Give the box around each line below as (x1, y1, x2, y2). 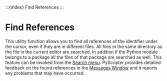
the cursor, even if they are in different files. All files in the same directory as (5, 43, 162, 49)
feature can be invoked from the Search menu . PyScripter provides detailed (5, 59, 161, 65)
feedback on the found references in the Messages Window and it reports (5, 64, 157, 70)
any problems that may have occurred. (5, 70, 85, 76)
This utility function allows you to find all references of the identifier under (5, 38, 157, 44)
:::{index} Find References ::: (5, 4, 64, 10)
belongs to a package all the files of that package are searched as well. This (5, 54, 162, 60)
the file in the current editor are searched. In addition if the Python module (5, 48, 158, 54)
